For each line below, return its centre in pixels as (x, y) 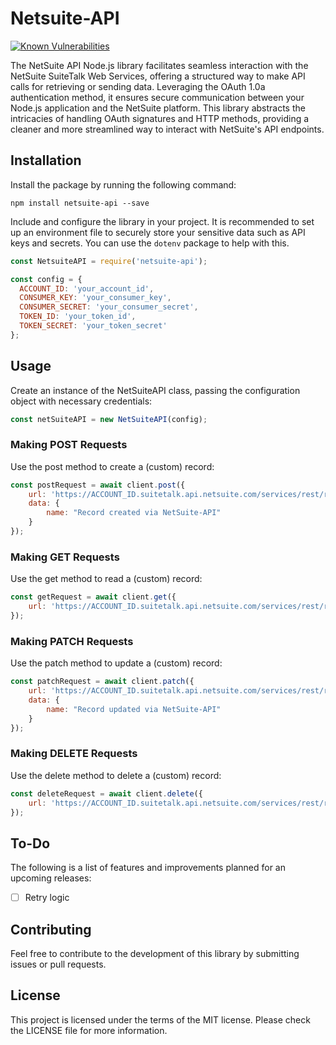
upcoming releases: (51, 878)
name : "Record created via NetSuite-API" (134, 513)
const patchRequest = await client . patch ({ (102, 682)
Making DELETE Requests (74, 754)
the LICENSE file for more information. (89, 1030)
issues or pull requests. (58, 964)
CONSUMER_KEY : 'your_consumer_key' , (95, 298)
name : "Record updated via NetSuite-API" (134, 709)
